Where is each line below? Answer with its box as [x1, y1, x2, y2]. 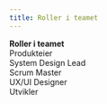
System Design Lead [9, 57, 86, 68]
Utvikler [9, 86, 39, 97]
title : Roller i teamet [9, 13, 99, 23]
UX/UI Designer [9, 76, 67, 87]
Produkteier [9, 47, 53, 59]
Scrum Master [9, 67, 62, 78]
